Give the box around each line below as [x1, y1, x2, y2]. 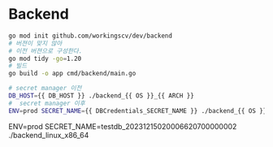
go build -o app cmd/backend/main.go [8, 70, 136, 78]
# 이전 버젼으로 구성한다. [8, 46, 83, 55]
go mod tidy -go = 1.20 [8, 54, 82, 63]
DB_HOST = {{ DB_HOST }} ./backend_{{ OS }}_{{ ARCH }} [8, 92, 195, 100]
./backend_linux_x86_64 [8, 130, 89, 140]
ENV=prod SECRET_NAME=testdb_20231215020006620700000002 [8, 121, 237, 131]
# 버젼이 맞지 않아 [8, 39, 63, 47]
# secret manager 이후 [8, 99, 85, 107]
